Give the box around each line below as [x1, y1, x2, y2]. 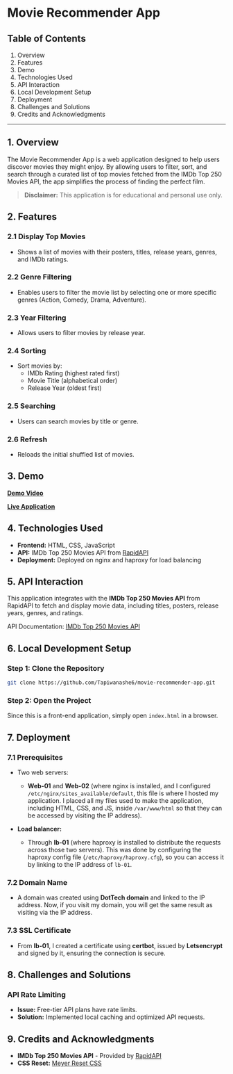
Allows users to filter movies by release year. [17, 329, 146, 337]
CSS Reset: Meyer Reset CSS [17, 1059, 102, 1068]
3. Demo [7, 471, 44, 482]
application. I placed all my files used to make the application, [27, 796, 204, 804]
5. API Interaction [7, 576, 84, 587]
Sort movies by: [17, 361, 62, 370]
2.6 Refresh [7, 434, 47, 444]
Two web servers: [17, 768, 69, 776]
